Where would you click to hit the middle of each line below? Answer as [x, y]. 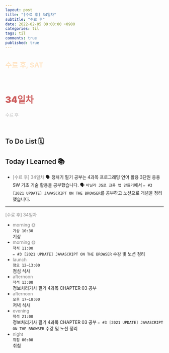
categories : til [22, 29]
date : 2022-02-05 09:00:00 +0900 [40, 24]
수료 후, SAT [24, 65]
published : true [22, 43]
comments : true [21, 38]
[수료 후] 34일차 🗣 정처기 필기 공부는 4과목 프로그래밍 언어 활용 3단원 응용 [86, 177]
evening [21, 311]
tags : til [16, 33]
